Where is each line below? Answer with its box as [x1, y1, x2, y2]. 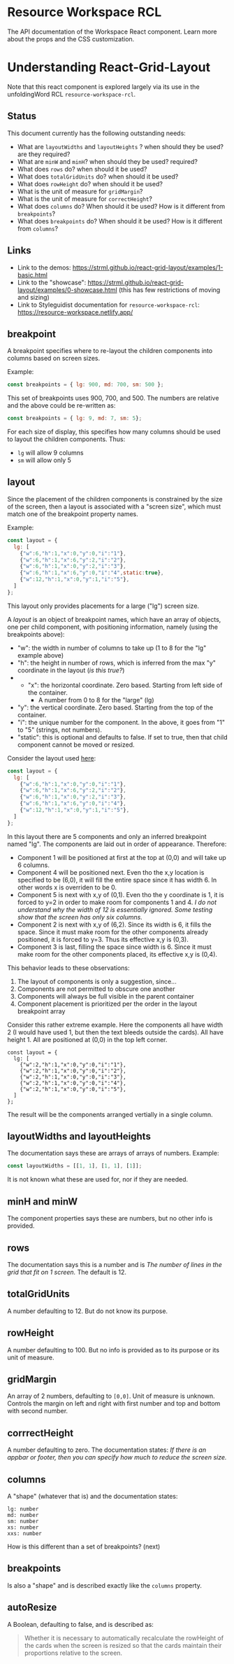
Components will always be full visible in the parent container [17, 992, 194, 1000]
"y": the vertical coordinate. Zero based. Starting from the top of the [17, 703, 214, 712]
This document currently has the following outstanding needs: [7, 129, 187, 137]
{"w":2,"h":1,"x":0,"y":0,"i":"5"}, [20, 1086, 127, 1093]
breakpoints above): [7, 630, 65, 638]
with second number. [7, 1407, 68, 1415]
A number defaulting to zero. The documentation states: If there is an [7, 1445, 207, 1454]
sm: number [7, 1518, 39, 1525]
